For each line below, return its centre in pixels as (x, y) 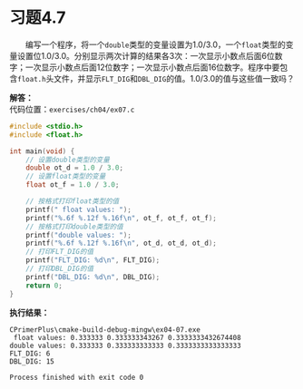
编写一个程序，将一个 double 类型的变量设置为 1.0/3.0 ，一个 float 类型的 (156, 44)
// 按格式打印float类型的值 (73, 201)
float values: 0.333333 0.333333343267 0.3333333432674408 (127, 337)
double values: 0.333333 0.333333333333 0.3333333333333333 (126, 345)
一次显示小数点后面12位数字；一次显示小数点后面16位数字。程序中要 (152, 67)
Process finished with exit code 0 (77, 377)
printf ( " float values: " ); (78, 209)
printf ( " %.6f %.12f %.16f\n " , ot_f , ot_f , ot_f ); (122, 218)
